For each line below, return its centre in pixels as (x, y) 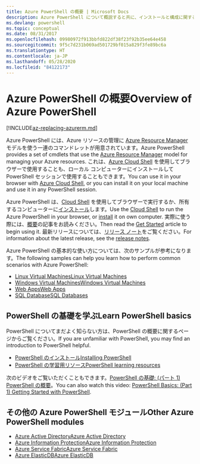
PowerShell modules (45, 422)
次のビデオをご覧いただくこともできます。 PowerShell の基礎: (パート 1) (93, 378)
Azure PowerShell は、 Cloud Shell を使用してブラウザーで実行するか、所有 (98, 202)
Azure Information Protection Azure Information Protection (85, 443)
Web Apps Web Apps (40, 289)
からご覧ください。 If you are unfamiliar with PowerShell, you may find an (101, 339)
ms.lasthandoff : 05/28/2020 (41, 61)
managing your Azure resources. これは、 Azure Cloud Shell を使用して (93, 162)
